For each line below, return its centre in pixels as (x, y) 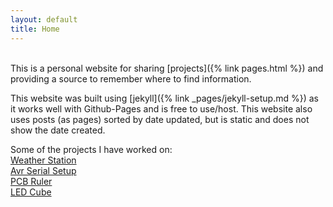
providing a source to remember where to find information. (131, 78)
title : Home (35, 29)
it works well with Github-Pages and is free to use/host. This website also (161, 108)
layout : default (44, 19)
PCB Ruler (31, 181)
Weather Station (43, 160)
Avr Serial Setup (43, 170)
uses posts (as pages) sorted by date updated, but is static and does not (160, 119)
